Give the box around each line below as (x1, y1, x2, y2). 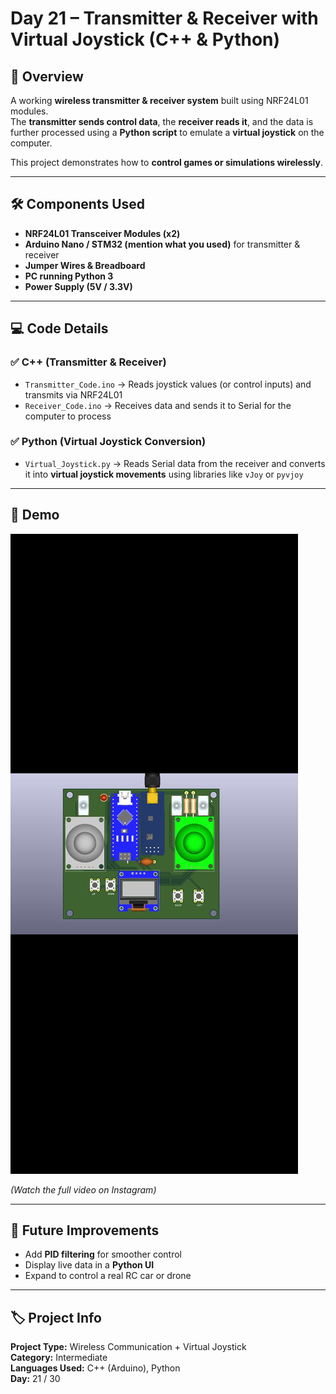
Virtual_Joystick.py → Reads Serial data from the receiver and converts (24, 457, 326, 469)
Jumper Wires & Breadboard (24, 259, 146, 271)
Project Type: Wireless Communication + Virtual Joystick (10, 1341, 247, 1353)
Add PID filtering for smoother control (24, 1248, 182, 1261)
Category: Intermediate (10, 1352, 108, 1364)
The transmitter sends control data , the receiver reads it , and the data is (10, 116, 314, 127)
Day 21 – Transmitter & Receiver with (10, 7, 319, 30)
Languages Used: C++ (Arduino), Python (10, 1362, 181, 1374)
